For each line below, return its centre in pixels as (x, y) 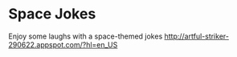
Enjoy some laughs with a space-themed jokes (86, 36)
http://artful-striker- (196, 36)
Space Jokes (52, 14)
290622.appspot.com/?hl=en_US (63, 44)
